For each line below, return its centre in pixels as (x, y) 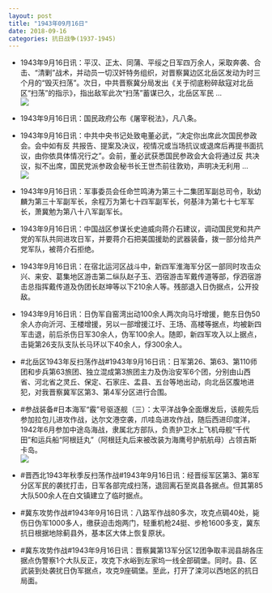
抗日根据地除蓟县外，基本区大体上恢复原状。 (95, 533)
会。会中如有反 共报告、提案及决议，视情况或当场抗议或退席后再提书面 (138, 146)
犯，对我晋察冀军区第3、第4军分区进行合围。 (96, 392)
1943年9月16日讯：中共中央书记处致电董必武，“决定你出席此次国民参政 (138, 135)
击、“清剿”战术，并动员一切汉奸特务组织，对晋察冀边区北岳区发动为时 (137, 73)
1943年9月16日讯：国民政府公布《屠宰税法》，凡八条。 (110, 118)
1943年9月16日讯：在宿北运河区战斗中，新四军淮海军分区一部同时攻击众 (140, 266)
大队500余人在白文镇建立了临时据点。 (83, 496)
